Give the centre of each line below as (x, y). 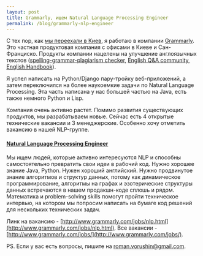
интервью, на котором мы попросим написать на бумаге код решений (99, 203)
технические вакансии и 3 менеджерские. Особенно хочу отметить (96, 123)
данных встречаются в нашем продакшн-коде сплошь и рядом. (90, 190)
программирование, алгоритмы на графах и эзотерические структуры (100, 183)
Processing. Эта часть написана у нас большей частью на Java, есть (97, 92)
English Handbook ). (31, 67)
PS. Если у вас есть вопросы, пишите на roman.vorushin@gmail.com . (96, 246)
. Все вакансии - (136, 228)
